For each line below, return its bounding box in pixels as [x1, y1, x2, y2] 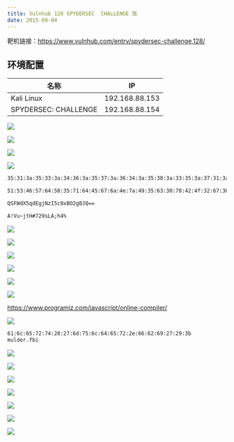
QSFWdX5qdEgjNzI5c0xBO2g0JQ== [7, 200, 95, 207]
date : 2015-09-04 [7, 17, 58, 24]
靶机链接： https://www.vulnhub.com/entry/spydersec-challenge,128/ [7, 36, 205, 45]
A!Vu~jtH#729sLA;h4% [7, 212, 68, 219]
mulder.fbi [7, 336, 39, 343]
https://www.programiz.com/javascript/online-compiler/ [7, 303, 168, 312]
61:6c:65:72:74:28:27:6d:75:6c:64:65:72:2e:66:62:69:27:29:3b [7, 330, 192, 337]
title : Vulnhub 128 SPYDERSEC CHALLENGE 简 [7, 10, 138, 17]
